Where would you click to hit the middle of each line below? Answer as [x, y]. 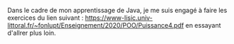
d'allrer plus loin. [32, 33]
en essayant [203, 25]
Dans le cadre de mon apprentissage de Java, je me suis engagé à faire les [117, 10]
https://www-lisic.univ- [119, 18]
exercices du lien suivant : [46, 18]
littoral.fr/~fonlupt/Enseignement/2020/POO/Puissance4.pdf [96, 25]
